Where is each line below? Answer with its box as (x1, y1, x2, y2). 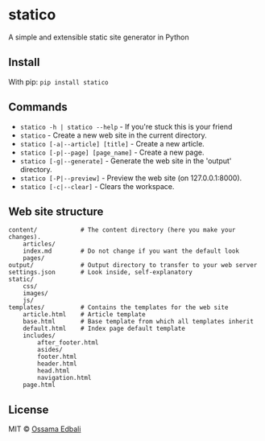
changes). (8, 233, 42, 241)
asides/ (37, 346, 63, 354)
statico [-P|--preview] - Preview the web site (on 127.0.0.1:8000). (19, 173, 242, 183)
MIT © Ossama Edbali (8, 424, 81, 434)
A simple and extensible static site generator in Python (8, 32, 189, 42)
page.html (23, 381, 56, 389)
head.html (37, 367, 70, 375)
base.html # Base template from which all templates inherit (23, 318, 254, 326)
